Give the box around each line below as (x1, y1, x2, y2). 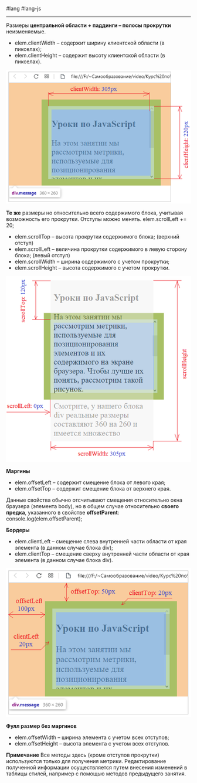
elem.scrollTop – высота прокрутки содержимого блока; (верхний (14, 233, 180, 240)
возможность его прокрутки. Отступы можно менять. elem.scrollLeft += (6, 215, 187, 222)
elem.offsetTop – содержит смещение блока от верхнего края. (14, 485, 171, 492)
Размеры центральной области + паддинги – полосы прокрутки (6, 22, 171, 29)
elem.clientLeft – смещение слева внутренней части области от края (14, 537, 187, 544)
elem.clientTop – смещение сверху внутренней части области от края (14, 550, 189, 557)
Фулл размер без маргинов (6, 722, 77, 729)
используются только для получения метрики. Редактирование (6, 757, 167, 764)
